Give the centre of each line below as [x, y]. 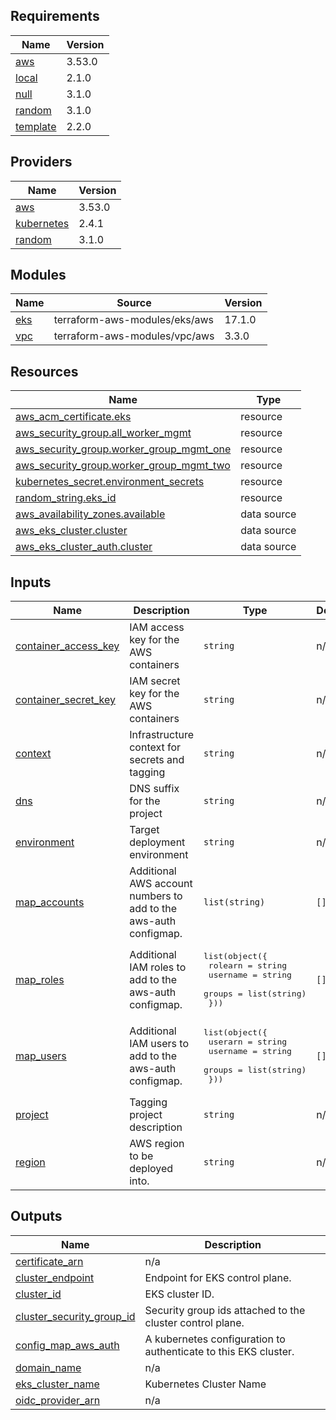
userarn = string [248, 1042]
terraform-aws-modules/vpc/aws [134, 336]
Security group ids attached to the [225, 1310]
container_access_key [67, 646]
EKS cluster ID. [179, 1294]
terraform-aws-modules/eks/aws [134, 320]
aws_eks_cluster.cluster [71, 531]
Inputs [31, 582]
